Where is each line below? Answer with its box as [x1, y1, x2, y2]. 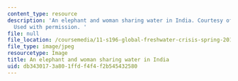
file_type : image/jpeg [7, 43, 74, 50]
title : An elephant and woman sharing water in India [7, 56, 170, 63]
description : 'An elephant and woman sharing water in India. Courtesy [7, 17, 223, 24]
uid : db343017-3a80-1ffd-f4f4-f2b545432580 [7, 63, 138, 70]
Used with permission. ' [13, 23, 87, 30]
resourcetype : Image [7, 50, 69, 57]
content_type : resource [7, 10, 78, 18]
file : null [7, 30, 40, 37]
